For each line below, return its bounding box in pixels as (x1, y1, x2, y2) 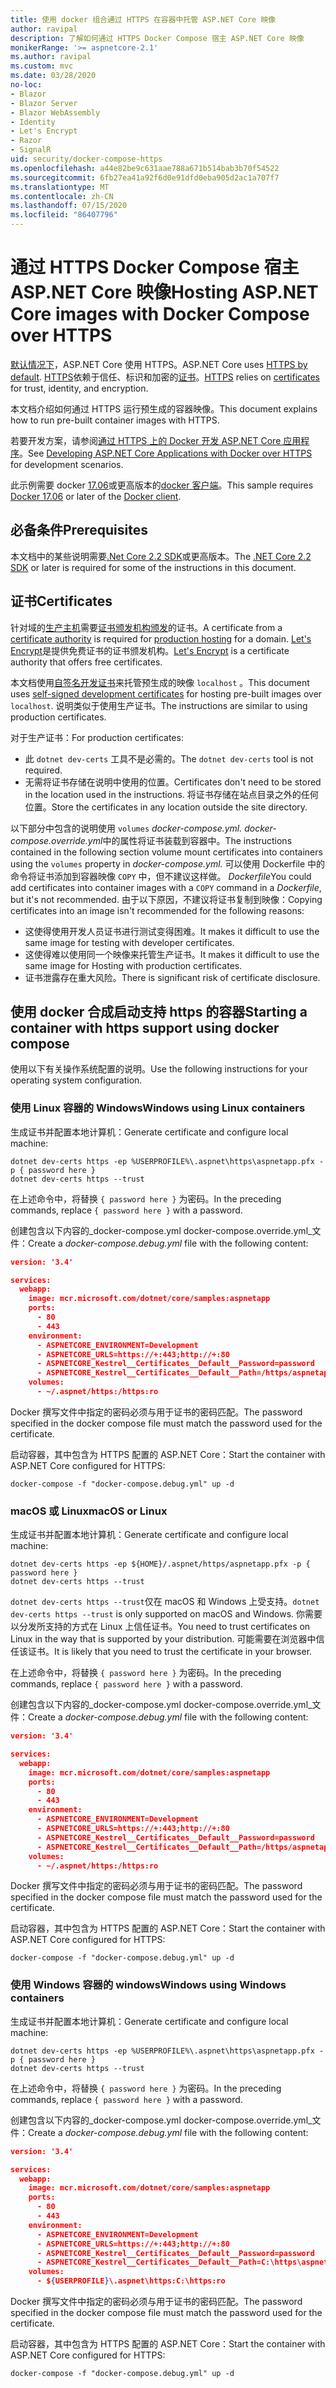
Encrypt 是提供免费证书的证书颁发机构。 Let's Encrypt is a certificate (10, 644, 290, 656)
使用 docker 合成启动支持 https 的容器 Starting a (10, 1003, 308, 1020)
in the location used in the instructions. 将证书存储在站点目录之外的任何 (24, 788, 319, 800)
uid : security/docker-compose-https (10, 154, 163, 164)
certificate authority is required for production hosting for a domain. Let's (10, 632, 312, 645)
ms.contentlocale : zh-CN (10, 191, 114, 201)
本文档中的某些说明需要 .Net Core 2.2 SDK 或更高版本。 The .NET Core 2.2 (10, 550, 312, 562)
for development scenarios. (10, 458, 124, 470)
